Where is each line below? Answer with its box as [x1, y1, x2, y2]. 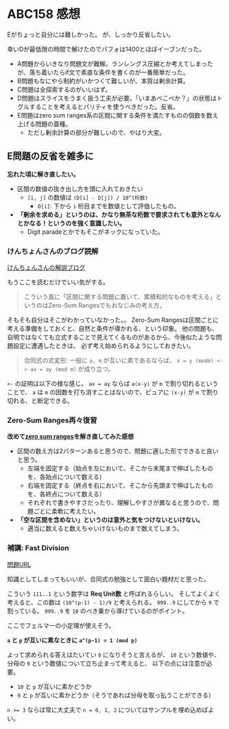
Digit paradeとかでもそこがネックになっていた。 [27, 228, 165, 236]
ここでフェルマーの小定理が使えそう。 [7, 621, 115, 629]
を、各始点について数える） [27, 472, 106, 481]
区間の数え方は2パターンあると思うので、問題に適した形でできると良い [16, 447, 219, 455]
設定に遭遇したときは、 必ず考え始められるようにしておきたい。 [12, 342, 195, 350]
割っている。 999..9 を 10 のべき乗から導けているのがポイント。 [7, 607, 189, 615]
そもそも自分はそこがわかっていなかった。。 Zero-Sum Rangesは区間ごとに [7, 316, 219, 324]
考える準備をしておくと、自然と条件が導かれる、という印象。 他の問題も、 [7, 325, 218, 333]
